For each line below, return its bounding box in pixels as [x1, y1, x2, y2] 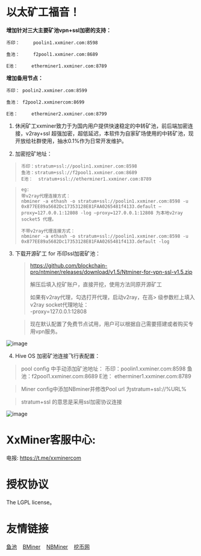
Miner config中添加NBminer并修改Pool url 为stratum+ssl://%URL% [20, 385, 187, 392]
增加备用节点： [6, 74, 43, 81]
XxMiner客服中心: [6, 433, 96, 447]
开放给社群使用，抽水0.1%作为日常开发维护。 [14, 137, 128, 145]
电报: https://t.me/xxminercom [6, 454, 81, 461]
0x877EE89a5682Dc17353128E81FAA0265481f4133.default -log [20, 239, 170, 245]
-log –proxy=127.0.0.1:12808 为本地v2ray [80, 210, 184, 216]
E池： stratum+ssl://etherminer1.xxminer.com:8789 [20, 176, 152, 182]
